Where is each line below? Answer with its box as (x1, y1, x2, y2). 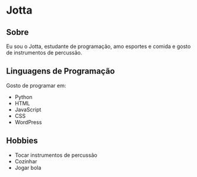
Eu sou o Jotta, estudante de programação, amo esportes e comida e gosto (6, 43, 191, 50)
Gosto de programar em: (6, 82, 66, 89)
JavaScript (14, 106, 42, 113)
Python (14, 93, 33, 101)
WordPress (14, 118, 42, 125)
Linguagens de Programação (6, 66, 115, 76)
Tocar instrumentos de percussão (14, 152, 98, 159)
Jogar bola (14, 164, 42, 171)
